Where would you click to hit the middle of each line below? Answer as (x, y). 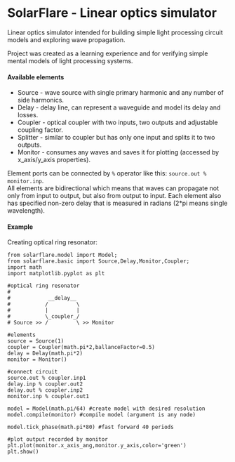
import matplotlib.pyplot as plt (56, 274)
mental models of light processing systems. (70, 60)
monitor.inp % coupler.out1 (48, 397)
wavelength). (26, 211)
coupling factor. (40, 130)
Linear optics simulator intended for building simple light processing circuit (115, 32)
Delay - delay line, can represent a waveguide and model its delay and (119, 107)
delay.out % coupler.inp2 (45, 390)
